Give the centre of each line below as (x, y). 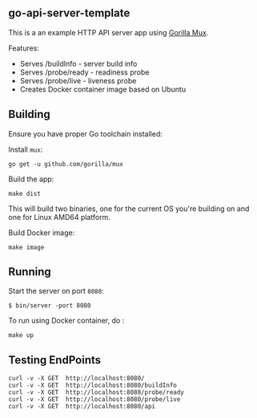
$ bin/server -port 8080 (50, 306)
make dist (25, 193)
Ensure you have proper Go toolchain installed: (85, 134)
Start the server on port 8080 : (56, 291)
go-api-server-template (69, 13)
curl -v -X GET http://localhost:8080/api (82, 407)
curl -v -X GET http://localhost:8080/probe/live (94, 400)
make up (21, 335)
